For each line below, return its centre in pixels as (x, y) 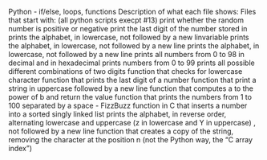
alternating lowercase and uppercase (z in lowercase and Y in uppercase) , (132, 123)
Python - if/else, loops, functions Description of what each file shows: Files (132, 12)
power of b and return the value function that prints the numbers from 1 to (130, 97)
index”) (20, 148)
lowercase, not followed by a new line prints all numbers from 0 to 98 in (126, 54)
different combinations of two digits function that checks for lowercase (125, 71)
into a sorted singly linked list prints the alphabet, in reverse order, (117, 114)
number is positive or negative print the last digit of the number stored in (128, 29)
